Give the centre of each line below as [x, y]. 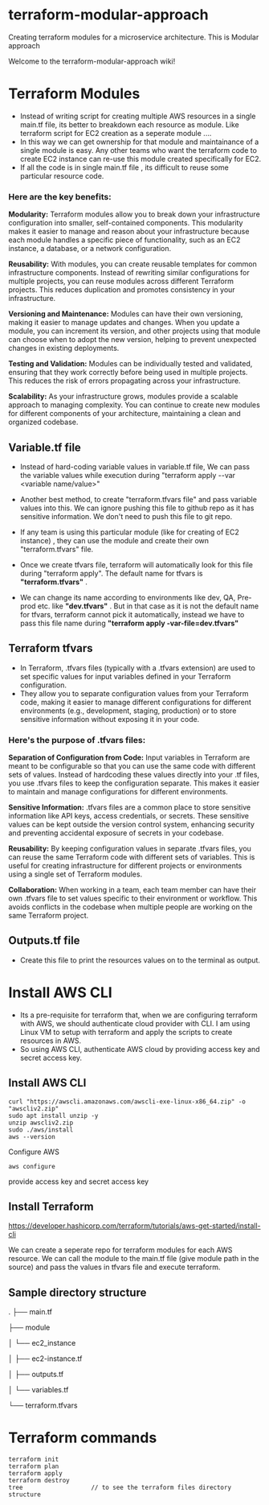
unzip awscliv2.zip [41, 1123]
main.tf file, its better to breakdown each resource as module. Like [129, 124]
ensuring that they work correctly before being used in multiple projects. [128, 373]
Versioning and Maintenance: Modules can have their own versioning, [126, 314]
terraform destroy [39, 1481]
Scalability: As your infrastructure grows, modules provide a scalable [123, 397]
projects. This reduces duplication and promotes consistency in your [122, 290]
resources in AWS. [51, 1041]
